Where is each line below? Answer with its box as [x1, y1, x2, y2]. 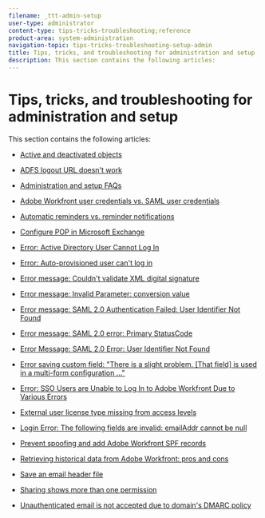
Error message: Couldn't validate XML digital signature [19, 273, 200, 283]
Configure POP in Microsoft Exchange [19, 227, 145, 237]
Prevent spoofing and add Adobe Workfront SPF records [19, 438, 206, 448]
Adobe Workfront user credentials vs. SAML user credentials [19, 196, 220, 205]
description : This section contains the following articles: [8, 57, 216, 65]
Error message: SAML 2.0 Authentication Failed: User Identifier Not [19, 305, 241, 314]
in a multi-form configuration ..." [19, 368, 125, 377]
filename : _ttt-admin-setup [8, 11, 102, 20]
